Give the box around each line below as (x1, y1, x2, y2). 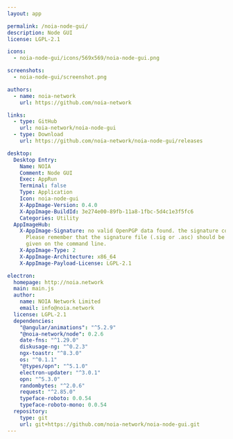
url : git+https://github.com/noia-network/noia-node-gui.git (19, 421, 200, 428)
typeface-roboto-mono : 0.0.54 (19, 401, 107, 408)
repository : (13, 408, 49, 415)
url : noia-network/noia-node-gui (19, 124, 116, 132)
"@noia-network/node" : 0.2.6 (19, 331, 104, 338)
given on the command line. (25, 240, 107, 247)
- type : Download (13, 131, 64, 138)
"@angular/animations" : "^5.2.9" (19, 324, 116, 331)
